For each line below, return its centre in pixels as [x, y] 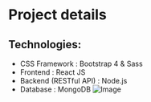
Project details [57, 15]
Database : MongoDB [55, 89]
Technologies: [45, 45]
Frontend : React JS [53, 72]
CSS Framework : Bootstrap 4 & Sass [81, 63]
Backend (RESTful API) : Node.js [73, 81]
